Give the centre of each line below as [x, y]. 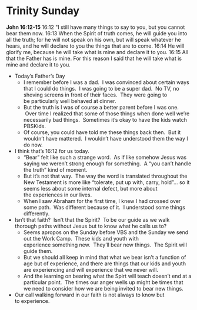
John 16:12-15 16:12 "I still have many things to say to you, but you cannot [96, 27]
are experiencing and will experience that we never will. [91, 269]
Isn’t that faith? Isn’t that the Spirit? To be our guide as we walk [92, 219]
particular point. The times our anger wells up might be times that [103, 282]
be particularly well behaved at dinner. [70, 101]
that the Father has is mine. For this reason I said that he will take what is [94, 58]
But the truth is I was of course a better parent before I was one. [101, 107]
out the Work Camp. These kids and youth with [81, 238]
